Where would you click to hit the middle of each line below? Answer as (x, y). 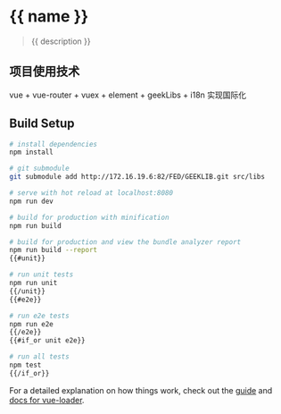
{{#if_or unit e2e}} (48, 341)
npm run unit (33, 283)
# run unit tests (41, 275)
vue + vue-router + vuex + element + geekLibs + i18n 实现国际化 (128, 95)
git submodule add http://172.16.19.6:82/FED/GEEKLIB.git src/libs (137, 177)
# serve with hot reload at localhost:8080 (91, 193)
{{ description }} (61, 41)
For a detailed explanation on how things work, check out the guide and (141, 390)
